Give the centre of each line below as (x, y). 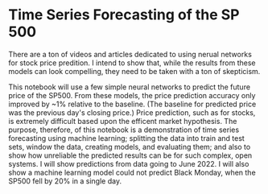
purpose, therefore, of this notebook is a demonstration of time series (124, 130)
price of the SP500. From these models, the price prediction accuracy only (132, 95)
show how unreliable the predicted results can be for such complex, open (130, 155)
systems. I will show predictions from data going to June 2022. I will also (129, 163)
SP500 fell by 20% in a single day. (65, 181)
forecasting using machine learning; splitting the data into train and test (127, 138)
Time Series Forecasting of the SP (124, 15)
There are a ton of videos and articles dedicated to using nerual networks (130, 54)
